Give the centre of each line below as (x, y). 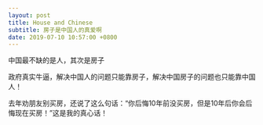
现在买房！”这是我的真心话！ (61, 113)
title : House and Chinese (50, 23)
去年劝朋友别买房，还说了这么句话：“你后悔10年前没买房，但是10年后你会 (127, 103)
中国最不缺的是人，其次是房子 (56, 60)
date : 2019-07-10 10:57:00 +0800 (63, 37)
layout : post (29, 15)
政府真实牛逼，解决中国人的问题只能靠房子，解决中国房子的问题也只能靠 (125, 77)
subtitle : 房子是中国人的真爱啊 (55, 30)
